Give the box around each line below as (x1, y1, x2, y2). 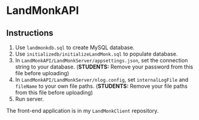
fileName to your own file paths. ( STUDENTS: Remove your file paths (15, 82, 188, 90)
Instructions (6, 28, 53, 38)
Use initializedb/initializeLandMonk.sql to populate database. (15, 50, 178, 58)
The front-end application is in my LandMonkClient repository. (6, 107, 159, 114)
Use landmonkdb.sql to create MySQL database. (15, 44, 135, 51)
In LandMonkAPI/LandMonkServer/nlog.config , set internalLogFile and (15, 76, 189, 83)
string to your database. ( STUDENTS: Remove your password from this (15, 63, 194, 70)
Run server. (15, 95, 44, 102)
